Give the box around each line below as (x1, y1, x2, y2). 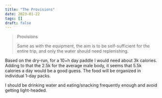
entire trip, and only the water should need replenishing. (16, 48, 129, 54)
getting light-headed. (5, 87, 47, 93)
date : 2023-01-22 (5, 12, 40, 16)
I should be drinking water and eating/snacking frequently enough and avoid (5, 83, 157, 88)
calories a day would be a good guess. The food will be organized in (5, 68, 141, 74)
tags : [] (5, 16, 23, 21)
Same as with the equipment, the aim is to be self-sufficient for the (16, 43, 150, 49)
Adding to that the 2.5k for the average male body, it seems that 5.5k (5, 63, 142, 69)
